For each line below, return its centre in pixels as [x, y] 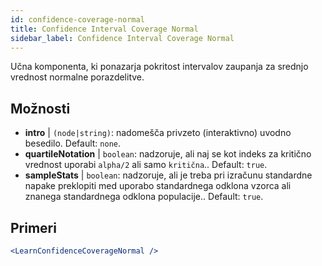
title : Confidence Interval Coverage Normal [104, 29]
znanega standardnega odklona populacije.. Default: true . [144, 197]
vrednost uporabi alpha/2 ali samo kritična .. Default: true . [146, 165]
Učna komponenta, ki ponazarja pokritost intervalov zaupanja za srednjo [159, 67]
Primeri [33, 227]
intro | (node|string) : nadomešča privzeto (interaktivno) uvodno [158, 133]
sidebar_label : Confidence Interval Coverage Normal [122, 38]
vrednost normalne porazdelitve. [77, 77]
